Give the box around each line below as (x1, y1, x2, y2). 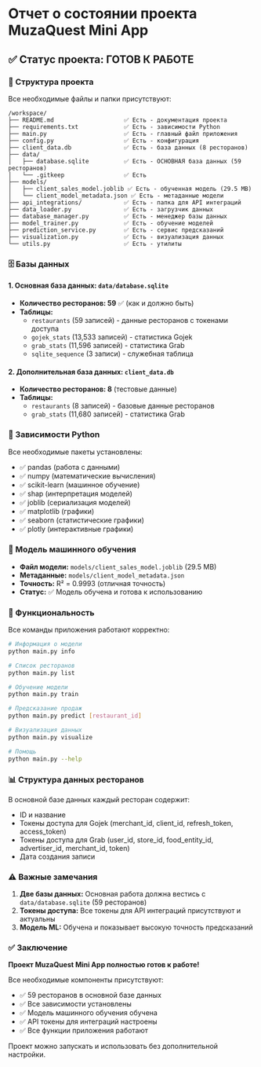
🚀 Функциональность (8, 607, 95, 618)
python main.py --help (8, 755, 82, 763)
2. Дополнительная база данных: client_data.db (8, 367, 175, 376)
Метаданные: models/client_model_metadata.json (19, 570, 185, 580)
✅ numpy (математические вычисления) (19, 471, 156, 480)
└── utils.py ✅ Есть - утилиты (8, 240, 182, 247)
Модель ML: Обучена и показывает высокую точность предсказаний (19, 922, 253, 932)
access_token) (19, 827, 67, 836)
